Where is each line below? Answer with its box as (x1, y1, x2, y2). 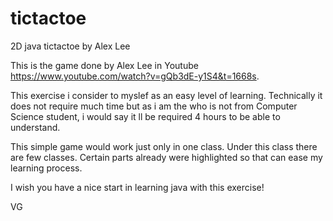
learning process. (10, 162, 83, 174)
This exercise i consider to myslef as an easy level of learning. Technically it (10, 89, 323, 101)
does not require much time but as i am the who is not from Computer (10, 100, 298, 112)
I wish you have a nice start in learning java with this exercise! (10, 181, 265, 193)
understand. (10, 121, 61, 133)
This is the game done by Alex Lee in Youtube (10, 59, 199, 71)
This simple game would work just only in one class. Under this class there (10, 140, 318, 152)
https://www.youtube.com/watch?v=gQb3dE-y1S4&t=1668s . (10, 70, 260, 82)
